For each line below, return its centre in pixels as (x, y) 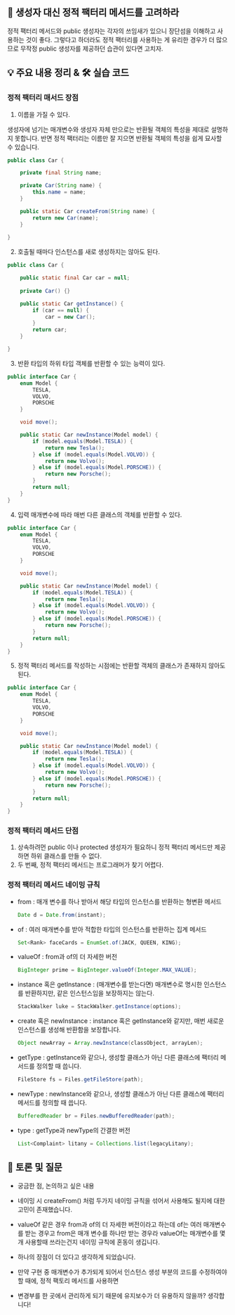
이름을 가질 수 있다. (43, 114)
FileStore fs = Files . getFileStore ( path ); (80, 1080)
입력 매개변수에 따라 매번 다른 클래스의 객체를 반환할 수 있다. (100, 514)
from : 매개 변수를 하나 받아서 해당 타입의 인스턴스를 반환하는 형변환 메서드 (120, 901)
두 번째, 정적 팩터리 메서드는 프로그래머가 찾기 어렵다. (90, 865)
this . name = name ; (59, 192)
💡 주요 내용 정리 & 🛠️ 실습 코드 (68, 73)
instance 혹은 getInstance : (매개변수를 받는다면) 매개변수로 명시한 (110, 984)
